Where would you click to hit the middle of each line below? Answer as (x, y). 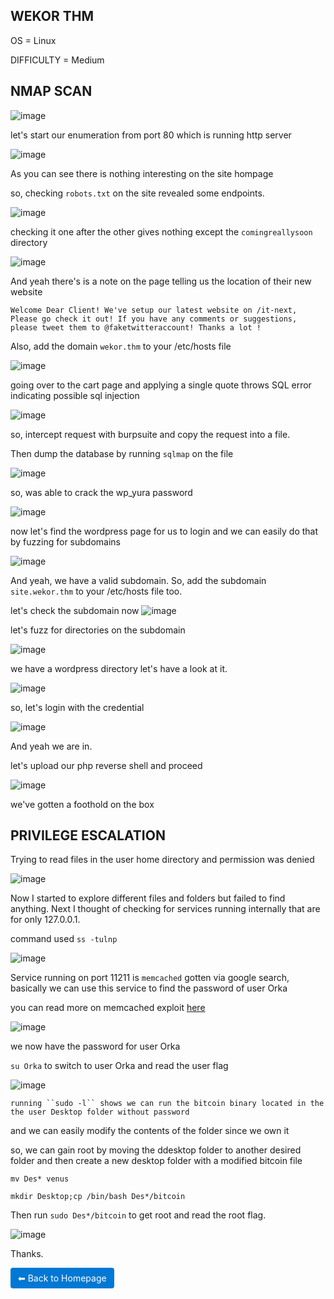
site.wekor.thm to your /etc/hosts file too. (96, 591)
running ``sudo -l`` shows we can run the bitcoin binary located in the (167, 1104)
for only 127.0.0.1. (45, 920)
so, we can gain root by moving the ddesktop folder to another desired (156, 1150)
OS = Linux (33, 40)
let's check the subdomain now (75, 610)
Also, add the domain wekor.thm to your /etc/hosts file (121, 346)
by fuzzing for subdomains (65, 541)
